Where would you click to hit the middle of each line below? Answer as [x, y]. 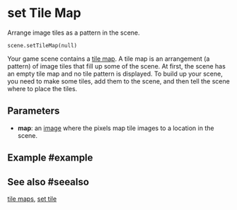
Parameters [34, 111]
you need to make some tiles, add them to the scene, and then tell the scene [118, 81]
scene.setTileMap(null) [42, 45]
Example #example [50, 158]
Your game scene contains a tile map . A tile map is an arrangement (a [109, 59]
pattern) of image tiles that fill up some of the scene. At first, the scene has [117, 66]
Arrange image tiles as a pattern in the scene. [74, 33]
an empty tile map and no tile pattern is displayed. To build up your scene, [115, 74]
